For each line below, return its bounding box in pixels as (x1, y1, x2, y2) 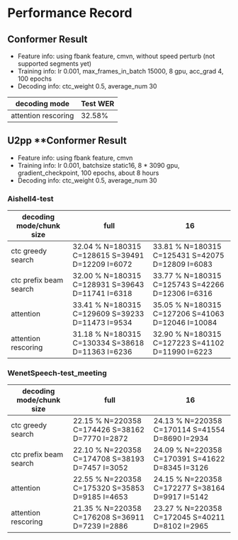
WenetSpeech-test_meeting (7, 368, 108, 378)
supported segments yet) (17, 59, 92, 68)
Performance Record (7, 5, 132, 21)
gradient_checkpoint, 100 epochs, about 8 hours (17, 168, 159, 177)
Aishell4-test (7, 193, 55, 203)
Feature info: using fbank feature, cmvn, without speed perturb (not (17, 52, 215, 60)
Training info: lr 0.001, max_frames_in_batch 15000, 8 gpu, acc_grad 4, (17, 67, 224, 75)
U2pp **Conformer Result (7, 134, 127, 147)
